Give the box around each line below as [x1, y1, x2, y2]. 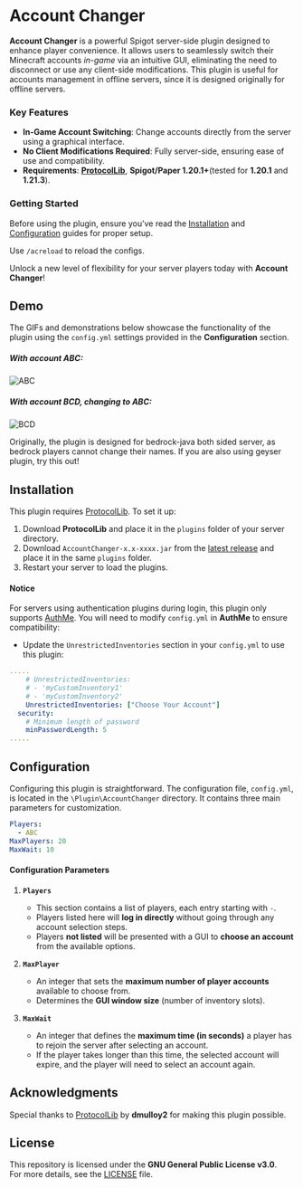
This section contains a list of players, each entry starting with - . [35, 902, 277, 913]
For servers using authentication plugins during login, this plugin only [9, 603, 267, 613]
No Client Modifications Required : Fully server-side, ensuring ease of [22, 146, 285, 157]
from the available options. [35, 940, 136, 951]
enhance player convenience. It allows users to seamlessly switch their [9, 44, 274, 55]
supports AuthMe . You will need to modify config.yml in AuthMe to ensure [9, 613, 288, 623]
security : [17, 708, 54, 718]
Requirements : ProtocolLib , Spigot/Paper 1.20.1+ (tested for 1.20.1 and [22, 165, 289, 176]
